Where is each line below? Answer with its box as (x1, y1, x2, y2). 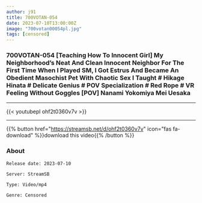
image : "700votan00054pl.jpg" (6, 25, 82, 32)
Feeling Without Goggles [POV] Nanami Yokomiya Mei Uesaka (6, 89, 191, 97)
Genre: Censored (6, 192, 47, 198)
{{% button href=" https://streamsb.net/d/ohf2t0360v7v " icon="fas (6, 125, 172, 133)
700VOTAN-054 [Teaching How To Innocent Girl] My (6, 51, 164, 60)
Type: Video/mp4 (6, 181, 47, 187)
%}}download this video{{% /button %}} (34, 132, 135, 139)
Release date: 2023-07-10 (6, 160, 71, 166)
